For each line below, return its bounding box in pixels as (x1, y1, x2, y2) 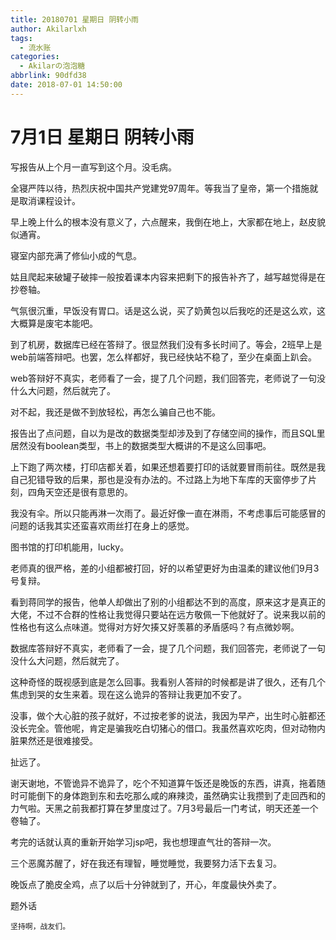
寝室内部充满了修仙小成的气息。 (10, 249, 142, 261)
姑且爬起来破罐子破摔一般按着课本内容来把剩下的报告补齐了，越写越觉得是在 (10, 271, 326, 283)
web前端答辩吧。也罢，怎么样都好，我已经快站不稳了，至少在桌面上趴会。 (10, 351, 317, 363)
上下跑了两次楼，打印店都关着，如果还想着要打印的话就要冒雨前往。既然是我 (10, 461, 326, 473)
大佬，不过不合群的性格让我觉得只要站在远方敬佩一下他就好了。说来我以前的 (10, 608, 326, 620)
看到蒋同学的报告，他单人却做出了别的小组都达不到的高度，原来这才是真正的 (10, 596, 326, 608)
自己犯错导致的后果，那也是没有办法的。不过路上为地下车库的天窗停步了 (10, 473, 308, 485)
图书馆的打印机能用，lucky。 (10, 541, 130, 553)
